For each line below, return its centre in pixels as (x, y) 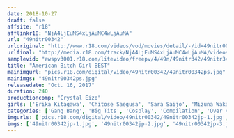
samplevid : (23, 59)
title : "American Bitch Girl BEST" (59, 66)
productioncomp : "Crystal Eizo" (54, 98)
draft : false (26, 20)
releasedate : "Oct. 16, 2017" (51, 85)
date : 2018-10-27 (32, 14)
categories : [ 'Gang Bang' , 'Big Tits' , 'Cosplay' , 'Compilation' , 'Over (115, 111)
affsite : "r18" (29, 26)
